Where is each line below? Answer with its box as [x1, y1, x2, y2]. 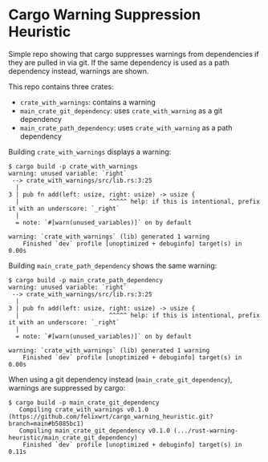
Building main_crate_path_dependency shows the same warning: [8, 261, 217, 270]
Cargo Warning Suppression [8, 6, 201, 24]
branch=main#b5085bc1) [8, 419, 84, 428]
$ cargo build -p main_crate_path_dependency [8, 276, 163, 284]
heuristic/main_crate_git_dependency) [8, 433, 138, 442]
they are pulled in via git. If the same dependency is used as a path [8, 58, 230, 67]
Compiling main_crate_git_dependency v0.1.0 [18, 427, 171, 435]
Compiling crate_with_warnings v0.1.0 [18, 405, 149, 414]
